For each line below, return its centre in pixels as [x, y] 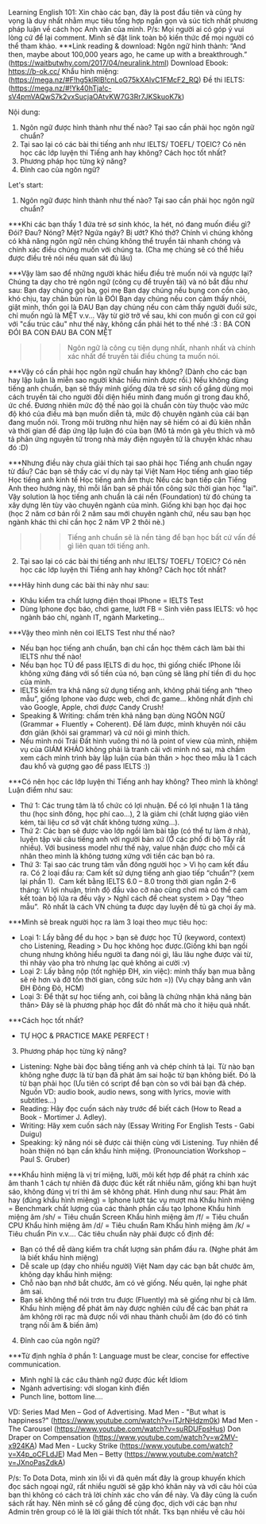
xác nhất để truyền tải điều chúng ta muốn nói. [144, 356]
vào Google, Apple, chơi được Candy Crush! [92, 707]
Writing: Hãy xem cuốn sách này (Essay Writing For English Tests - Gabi [137, 1125]
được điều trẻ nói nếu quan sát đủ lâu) [71, 258]
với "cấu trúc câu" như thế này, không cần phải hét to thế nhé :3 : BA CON [129, 324]
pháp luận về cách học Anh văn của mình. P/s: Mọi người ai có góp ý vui [126, 29]
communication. [35, 1364]
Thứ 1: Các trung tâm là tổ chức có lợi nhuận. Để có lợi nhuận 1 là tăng [134, 805]
